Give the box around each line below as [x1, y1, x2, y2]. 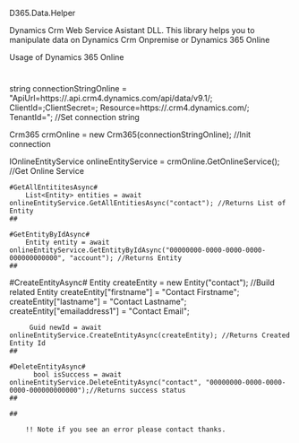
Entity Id [9, 339, 47, 348]
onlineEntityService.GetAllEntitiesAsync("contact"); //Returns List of [9, 199, 286, 208]
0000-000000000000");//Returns [9, 386, 126, 395]
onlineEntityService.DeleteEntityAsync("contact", [9, 378, 202, 387]
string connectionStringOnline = [9, 83, 127, 94]
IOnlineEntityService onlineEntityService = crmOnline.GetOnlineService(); [9, 156, 280, 167]
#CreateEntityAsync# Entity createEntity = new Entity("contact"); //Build [9, 277, 275, 288]
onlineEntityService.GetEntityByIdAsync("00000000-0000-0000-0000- [9, 246, 267, 255]
